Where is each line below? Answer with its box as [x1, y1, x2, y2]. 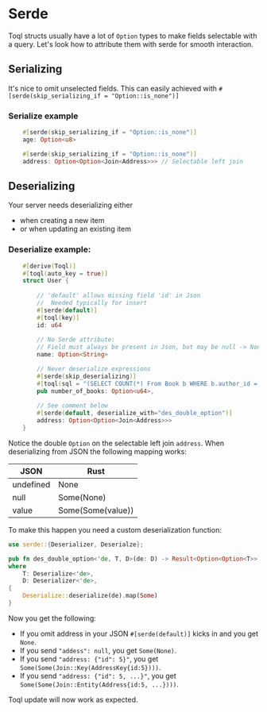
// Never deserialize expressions [37, 365, 151, 373]
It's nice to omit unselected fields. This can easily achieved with [8, 83, 217, 93]
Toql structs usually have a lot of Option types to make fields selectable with [8, 31, 257, 40]
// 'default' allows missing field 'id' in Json [37, 291, 201, 300]
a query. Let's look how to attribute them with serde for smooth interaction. [8, 39, 254, 48]
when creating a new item [19, 216, 105, 225]
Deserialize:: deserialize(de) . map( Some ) [22, 592, 158, 600]
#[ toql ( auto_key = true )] [22, 269, 109, 278]
